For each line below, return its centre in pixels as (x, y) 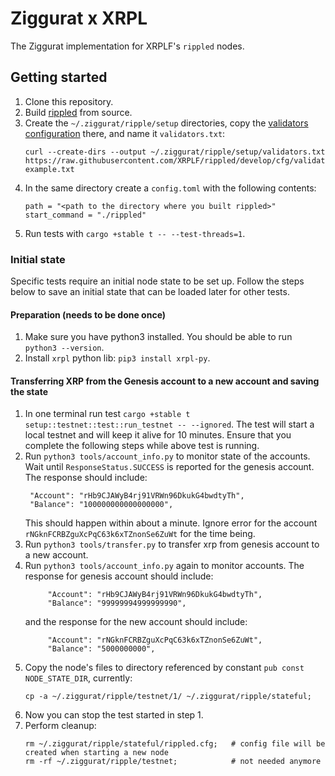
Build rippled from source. (78, 112)
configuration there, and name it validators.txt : (125, 133)
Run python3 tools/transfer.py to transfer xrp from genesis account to (172, 544)
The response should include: (86, 478)
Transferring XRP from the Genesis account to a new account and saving (165, 381)
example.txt (49, 169)
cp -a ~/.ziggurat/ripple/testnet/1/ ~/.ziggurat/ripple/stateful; (168, 697)
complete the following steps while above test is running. (142, 446)
